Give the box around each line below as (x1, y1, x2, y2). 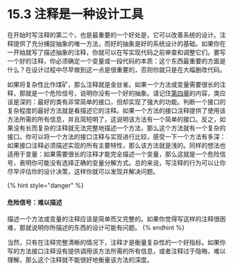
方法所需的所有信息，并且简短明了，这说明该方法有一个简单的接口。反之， (7, 115, 220, 123)
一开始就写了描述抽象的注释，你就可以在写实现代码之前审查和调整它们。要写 (7, 48, 226, 56)
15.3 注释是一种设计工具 (7, 6, 144, 22)
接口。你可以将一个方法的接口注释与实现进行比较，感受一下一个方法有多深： (7, 132, 226, 141)
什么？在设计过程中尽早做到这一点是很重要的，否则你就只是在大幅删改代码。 (7, 65, 226, 74)
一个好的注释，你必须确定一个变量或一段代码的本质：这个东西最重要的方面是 (7, 56, 226, 65)
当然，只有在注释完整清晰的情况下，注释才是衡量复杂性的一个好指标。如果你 (7, 238, 226, 247)
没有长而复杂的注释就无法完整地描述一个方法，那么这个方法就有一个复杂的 (12, 123, 226, 132)
